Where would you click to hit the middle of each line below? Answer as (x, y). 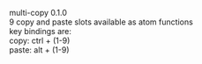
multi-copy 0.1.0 (38, 13)
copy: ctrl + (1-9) (40, 40)
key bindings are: (41, 31)
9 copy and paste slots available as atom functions (101, 22)
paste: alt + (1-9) (39, 50)
